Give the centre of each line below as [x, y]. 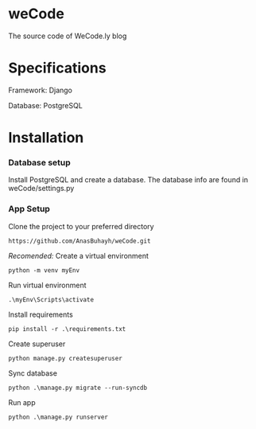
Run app [22, 402]
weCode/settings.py [41, 189]
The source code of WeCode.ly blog [68, 36]
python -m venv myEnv [44, 270]
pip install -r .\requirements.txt [67, 329]
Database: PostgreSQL [46, 105]
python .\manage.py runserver [58, 417]
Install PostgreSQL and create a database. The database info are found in [128, 180]
